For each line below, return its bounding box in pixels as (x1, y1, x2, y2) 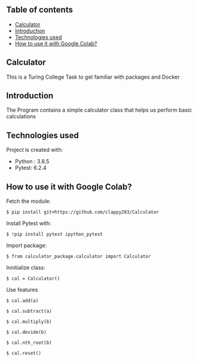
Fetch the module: (6, 198, 51, 205)
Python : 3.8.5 (14, 158, 50, 165)
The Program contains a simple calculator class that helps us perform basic (6, 106, 193, 113)
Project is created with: (6, 146, 63, 154)
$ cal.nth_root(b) (6, 340, 52, 346)
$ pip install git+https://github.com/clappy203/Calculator (6, 210, 160, 216)
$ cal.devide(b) (6, 330, 47, 336)
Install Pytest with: (6, 220, 51, 227)
